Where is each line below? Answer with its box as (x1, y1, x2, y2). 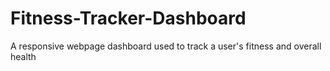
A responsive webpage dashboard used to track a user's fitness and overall (10, 40, 322, 52)
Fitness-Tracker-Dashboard (10, 7, 247, 30)
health (10, 50, 37, 62)
